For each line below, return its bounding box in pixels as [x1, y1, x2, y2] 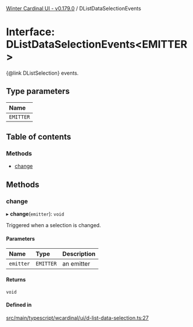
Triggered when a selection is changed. [6, 222, 101, 229]
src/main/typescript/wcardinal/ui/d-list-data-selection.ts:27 [6, 314, 149, 321]
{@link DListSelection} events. [6, 69, 79, 76]
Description [62, 250, 96, 258]
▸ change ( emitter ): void [6, 210, 64, 218]
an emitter [62, 260, 90, 268]
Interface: [6, 26, 55, 39]
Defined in [6, 301, 32, 308]
